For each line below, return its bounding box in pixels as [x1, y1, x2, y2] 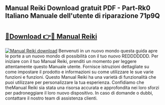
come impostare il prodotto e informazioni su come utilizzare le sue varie [5, 69, 154, 75]
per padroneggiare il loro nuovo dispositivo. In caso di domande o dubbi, [5, 90, 154, 96]
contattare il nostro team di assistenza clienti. [5, 95, 98, 101]
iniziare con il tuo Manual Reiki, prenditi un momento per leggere [5, 58, 137, 64]
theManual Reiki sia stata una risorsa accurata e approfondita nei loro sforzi [5, 85, 160, 91]
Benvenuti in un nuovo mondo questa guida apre [58, 48, 158, 53]
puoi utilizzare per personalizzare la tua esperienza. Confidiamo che [5, 79, 145, 85]
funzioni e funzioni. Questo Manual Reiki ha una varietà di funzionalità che [5, 74, 157, 80]
